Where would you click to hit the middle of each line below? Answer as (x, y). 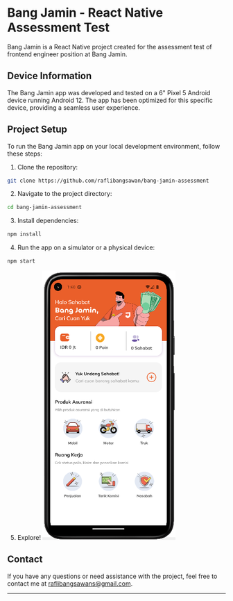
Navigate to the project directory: (64, 194)
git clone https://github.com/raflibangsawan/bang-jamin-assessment (108, 181)
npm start (21, 261)
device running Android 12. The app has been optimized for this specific (110, 100)
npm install (24, 234)
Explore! (29, 538)
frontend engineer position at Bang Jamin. (67, 54)
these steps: (25, 154)
